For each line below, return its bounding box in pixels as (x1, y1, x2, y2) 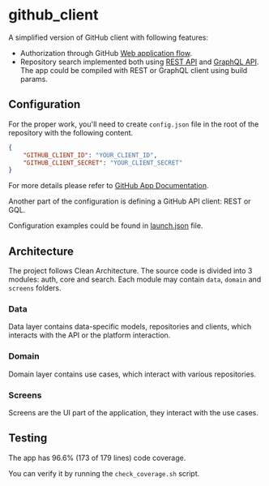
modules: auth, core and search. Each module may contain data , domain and (8, 274, 262, 285)
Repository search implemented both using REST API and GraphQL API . (19, 57, 259, 67)
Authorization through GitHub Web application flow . (19, 48, 193, 58)
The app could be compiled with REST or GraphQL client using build (19, 65, 248, 75)
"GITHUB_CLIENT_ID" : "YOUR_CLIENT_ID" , (23, 151, 158, 159)
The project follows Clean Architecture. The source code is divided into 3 (8, 266, 253, 276)
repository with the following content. (8, 127, 134, 137)
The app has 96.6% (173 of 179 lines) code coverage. (8, 453, 186, 462)
